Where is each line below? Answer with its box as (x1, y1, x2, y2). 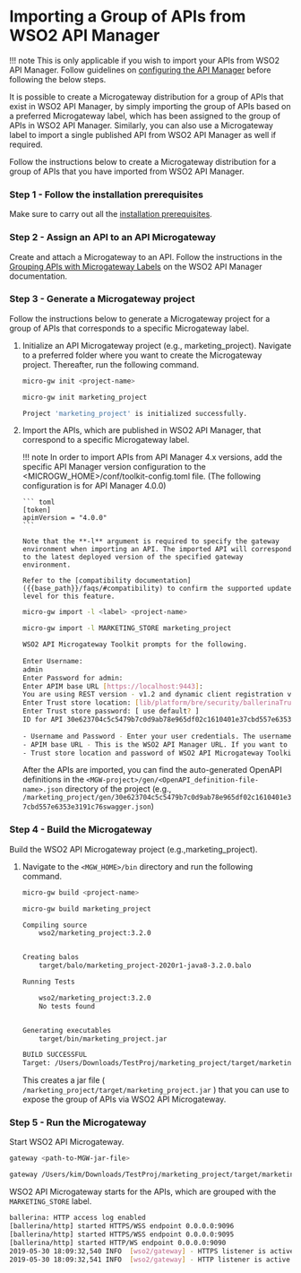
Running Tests (21, 977, 75, 986)
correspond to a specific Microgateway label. (21, 435, 190, 446)
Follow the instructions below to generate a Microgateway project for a (9, 313, 271, 324)
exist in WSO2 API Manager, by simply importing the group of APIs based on (9, 100, 291, 111)
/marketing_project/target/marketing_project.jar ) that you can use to (21, 1085, 289, 1095)
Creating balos (21, 953, 80, 962)
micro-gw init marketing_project (21, 393, 148, 402)
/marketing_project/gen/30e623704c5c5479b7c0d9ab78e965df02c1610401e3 (21, 793, 292, 802)
